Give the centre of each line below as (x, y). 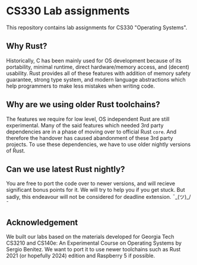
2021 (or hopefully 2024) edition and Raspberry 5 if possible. (81, 256)
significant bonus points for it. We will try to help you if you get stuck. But (96, 190)
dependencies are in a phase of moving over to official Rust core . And (91, 132)
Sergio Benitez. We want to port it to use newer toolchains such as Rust (93, 250)
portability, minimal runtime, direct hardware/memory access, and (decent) (98, 67)
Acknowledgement (42, 222)
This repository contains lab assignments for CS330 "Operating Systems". (97, 27)
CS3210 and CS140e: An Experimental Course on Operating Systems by (94, 243)
